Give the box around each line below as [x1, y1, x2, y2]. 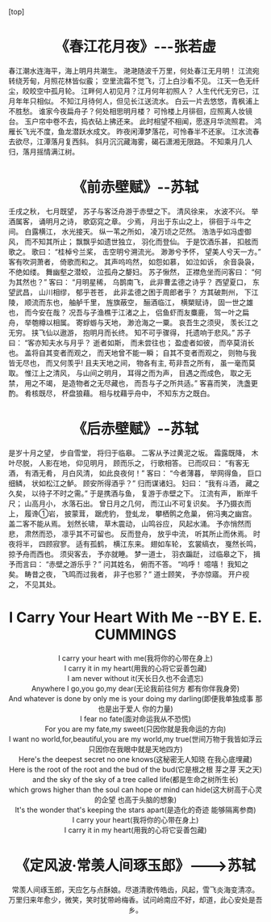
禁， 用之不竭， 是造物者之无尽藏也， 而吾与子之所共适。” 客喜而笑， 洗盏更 [8, 378, 258, 387]
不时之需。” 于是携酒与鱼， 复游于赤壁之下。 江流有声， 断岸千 [52, 488, 258, 498]
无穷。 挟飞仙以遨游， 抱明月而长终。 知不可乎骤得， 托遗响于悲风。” [8, 328, 236, 337]
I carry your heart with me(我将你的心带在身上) [57, 653, 214, 662]
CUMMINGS [94, 626, 177, 644]
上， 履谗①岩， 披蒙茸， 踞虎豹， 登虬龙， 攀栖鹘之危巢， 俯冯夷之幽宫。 [8, 509, 256, 518]
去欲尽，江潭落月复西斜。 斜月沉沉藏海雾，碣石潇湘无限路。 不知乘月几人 [8, 137, 252, 146]
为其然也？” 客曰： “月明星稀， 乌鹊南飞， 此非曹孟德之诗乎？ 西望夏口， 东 [8, 277, 260, 286]
